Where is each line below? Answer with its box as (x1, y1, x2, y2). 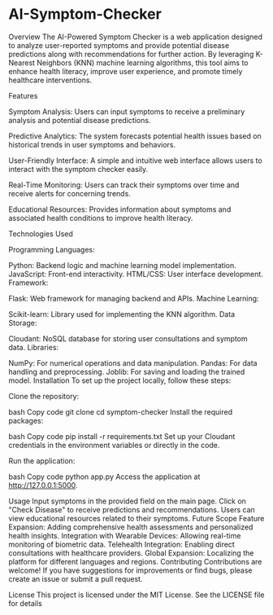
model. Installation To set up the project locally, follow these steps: (8, 376, 232, 385)
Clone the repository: (8, 391, 80, 401)
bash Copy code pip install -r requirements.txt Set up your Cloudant (8, 431, 236, 441)
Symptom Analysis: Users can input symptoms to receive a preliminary (8, 107, 245, 116)
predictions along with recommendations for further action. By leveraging (8, 49, 254, 59)
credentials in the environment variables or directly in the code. (8, 440, 220, 450)
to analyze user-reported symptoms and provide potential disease (8, 40, 230, 50)
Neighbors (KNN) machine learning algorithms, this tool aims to (36, 58, 249, 68)
